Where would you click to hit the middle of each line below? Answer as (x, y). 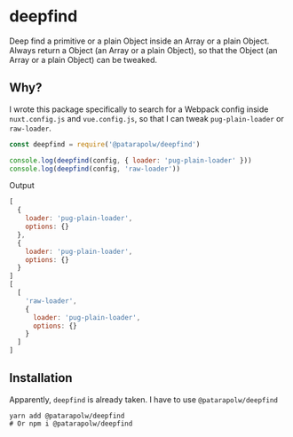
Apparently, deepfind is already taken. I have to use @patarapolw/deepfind (143, 399)
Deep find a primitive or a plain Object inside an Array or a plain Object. (139, 41)
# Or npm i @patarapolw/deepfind (71, 424)
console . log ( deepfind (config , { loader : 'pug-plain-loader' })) (131, 160)
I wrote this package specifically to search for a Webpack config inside (139, 109)
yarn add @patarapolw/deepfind (67, 416)
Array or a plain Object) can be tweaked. (83, 60)
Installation (41, 378)
